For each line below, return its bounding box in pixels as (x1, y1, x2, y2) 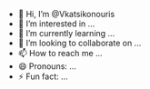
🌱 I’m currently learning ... (17, 28, 115, 38)
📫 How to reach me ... (17, 48, 103, 58)
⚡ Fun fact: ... (17, 71, 68, 82)
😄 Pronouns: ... (17, 61, 77, 72)
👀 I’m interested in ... (17, 18, 95, 29)
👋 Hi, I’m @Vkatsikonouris (17, 9, 115, 19)
